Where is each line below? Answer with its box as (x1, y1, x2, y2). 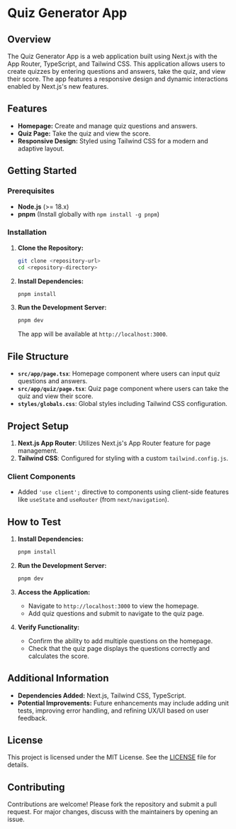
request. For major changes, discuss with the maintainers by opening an (7, 808, 218, 816)
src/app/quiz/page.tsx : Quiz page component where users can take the (17, 385, 229, 393)
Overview (7, 33, 52, 45)
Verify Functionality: (17, 622, 80, 631)
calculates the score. (28, 652, 90, 660)
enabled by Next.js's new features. (7, 82, 109, 90)
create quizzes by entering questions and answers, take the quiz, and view (7, 67, 226, 75)
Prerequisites (7, 186, 55, 196)
